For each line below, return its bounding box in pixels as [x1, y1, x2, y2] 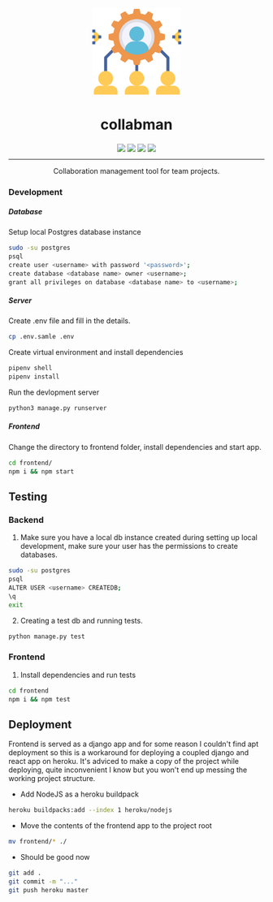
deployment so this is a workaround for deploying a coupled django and [8, 748, 249, 757]
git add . [8, 869, 42, 878]
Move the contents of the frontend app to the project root [19, 821, 213, 831]
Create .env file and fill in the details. [8, 316, 132, 326]
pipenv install [8, 373, 60, 381]
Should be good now [19, 852, 91, 862]
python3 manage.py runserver [8, 404, 107, 412]
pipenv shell [8, 365, 53, 373]
